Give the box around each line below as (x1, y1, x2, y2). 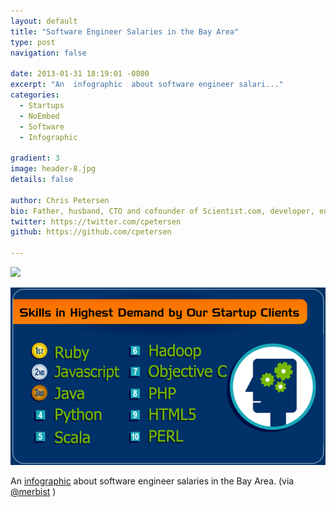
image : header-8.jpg (10, 164, 97, 174)
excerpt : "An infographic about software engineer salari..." (10, 80, 284, 90)
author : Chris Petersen (10, 195, 110, 205)
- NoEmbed (19, 111, 60, 121)
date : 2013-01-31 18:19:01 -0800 (10, 69, 150, 79)
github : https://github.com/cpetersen (10, 227, 172, 237)
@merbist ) (10, 485, 57, 497)
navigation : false (10, 48, 87, 58)
